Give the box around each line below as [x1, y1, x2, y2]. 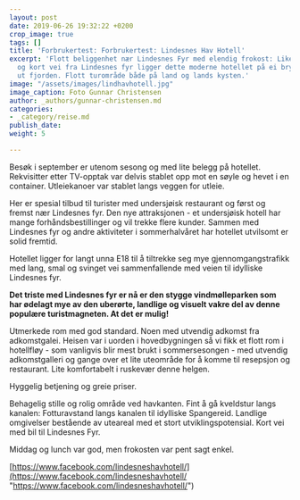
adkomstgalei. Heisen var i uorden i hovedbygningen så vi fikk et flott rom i [9, 335, 284, 346]
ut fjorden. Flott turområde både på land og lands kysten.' [17, 71, 250, 80]
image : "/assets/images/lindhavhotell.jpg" [9, 79, 174, 88]
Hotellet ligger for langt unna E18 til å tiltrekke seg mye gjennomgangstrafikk [9, 253, 290, 263]
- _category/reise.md [9, 112, 90, 121]
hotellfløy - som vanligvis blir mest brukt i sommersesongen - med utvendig [9, 345, 288, 355]
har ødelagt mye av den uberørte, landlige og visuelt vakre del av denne [9, 298, 280, 309]
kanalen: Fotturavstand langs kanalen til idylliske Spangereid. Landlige [9, 407, 268, 418]
